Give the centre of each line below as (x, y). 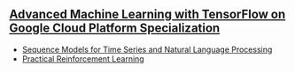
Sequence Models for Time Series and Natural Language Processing (147, 49)
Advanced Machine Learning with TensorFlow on (147, 15)
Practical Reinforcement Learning (83, 58)
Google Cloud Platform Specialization (115, 29)
